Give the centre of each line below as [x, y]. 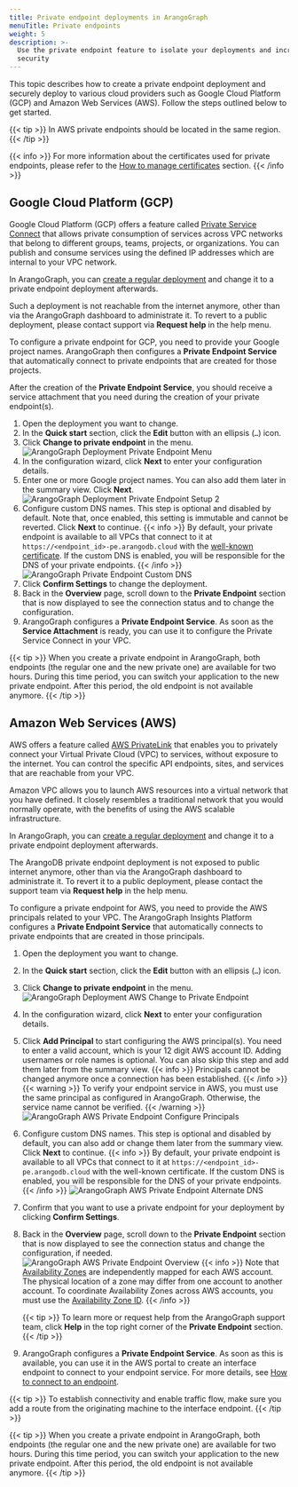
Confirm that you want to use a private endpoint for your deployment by [153, 1207]
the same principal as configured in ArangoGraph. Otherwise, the [141, 1097]
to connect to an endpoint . [71, 1381]
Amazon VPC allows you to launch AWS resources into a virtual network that [149, 790]
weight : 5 [27, 34]
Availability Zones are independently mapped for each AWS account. [148, 1271]
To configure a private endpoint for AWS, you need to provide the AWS [138, 907]
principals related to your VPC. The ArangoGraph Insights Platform [131, 917]
